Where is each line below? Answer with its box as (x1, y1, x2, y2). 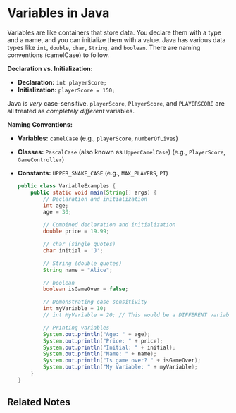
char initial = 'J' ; (43, 247, 104, 254)
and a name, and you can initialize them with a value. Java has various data (7, 35, 226, 44)
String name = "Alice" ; (43, 266, 113, 273)
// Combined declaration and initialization (43, 221, 176, 228)
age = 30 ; (43, 209, 72, 216)
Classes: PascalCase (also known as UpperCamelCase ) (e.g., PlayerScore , (17, 147, 225, 156)
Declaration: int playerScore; (17, 78, 107, 86)
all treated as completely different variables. (7, 106, 135, 115)
